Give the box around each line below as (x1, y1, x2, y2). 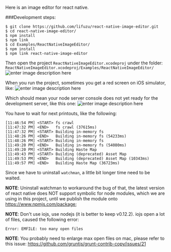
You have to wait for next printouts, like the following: (5, 110, 117, 117)
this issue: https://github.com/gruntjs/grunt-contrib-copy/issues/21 (5, 241, 146, 247)
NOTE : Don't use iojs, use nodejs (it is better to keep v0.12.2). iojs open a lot (5, 211, 165, 217)
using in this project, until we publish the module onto (5, 196, 118, 201)
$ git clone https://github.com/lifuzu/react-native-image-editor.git (5, 24, 159, 29)
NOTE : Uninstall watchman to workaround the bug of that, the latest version (5, 185, 165, 191)
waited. (5, 175, 21, 181)
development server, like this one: (5, 101, 77, 106)
